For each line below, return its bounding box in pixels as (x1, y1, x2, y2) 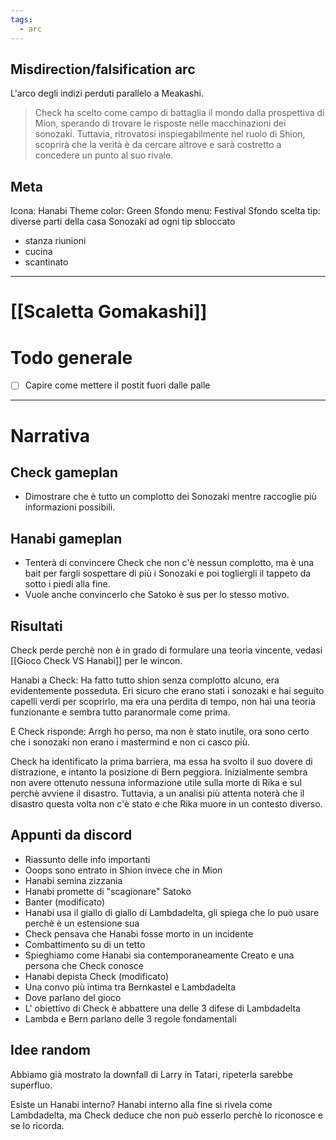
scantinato (24, 256, 69, 268)
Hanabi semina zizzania (24, 874, 123, 886)
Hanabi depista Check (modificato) (24, 970, 169, 982)
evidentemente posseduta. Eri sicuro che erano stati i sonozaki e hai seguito (10, 684, 325, 696)
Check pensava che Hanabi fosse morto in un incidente (24, 927, 254, 940)
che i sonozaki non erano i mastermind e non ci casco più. (10, 736, 250, 748)
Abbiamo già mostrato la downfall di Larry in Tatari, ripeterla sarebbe (10, 1068, 293, 1080)
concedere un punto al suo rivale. (34, 149, 174, 161)
